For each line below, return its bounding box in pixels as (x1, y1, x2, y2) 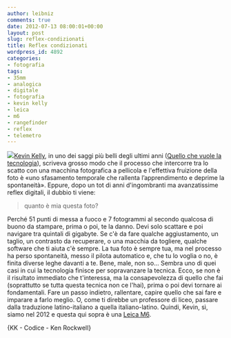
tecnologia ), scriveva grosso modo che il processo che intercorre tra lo (7, 159, 209, 168)
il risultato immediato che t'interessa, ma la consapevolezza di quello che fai (7, 274, 223, 282)
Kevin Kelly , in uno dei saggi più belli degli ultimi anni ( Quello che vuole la (14, 152, 222, 160)
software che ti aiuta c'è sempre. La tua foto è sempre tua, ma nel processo (7, 244, 222, 252)
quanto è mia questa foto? (23, 201, 99, 210)
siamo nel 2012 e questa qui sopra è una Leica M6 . (7, 310, 152, 319)
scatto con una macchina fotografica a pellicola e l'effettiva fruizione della (7, 166, 217, 175)
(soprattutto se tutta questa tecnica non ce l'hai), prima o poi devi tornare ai (7, 281, 222, 290)
